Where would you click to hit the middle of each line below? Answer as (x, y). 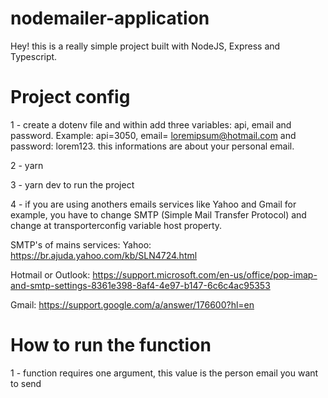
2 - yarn (27, 165)
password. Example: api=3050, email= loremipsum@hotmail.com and (153, 135)
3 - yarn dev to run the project (72, 184)
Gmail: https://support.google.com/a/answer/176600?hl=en (132, 304)
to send (26, 383)
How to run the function (111, 345)
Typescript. (34, 56)
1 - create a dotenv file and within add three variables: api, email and (151, 124)
